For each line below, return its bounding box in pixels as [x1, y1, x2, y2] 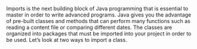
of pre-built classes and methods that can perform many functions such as [6, 18, 191, 24]
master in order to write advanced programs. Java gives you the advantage [6, 11, 192, 18]
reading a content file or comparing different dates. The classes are [6, 24, 173, 31]
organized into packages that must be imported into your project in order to [6, 30, 192, 37]
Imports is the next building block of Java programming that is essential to [6, 5, 189, 12]
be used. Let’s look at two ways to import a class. [6, 37, 127, 43]
